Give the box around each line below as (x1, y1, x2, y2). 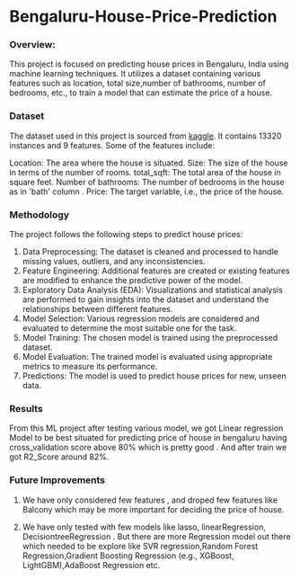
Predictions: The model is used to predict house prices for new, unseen (22, 370, 287, 381)
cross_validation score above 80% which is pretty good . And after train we (9, 442, 287, 453)
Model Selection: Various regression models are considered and (22, 313, 260, 325)
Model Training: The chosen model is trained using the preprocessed (22, 333, 278, 343)
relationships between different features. (22, 304, 173, 315)
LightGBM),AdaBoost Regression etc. (22, 559, 161, 570)
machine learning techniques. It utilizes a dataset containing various (9, 68, 261, 79)
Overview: (9, 39, 56, 51)
